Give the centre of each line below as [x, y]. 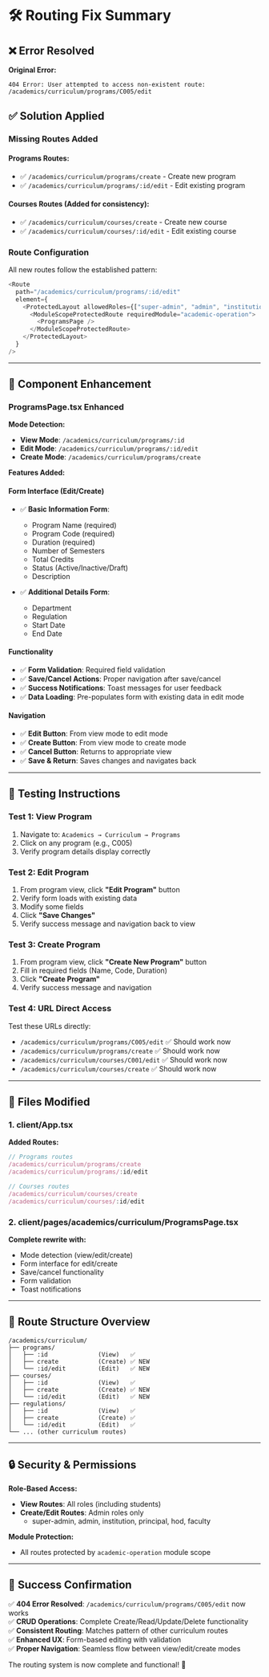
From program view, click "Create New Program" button [113, 962]
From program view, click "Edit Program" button [100, 890]
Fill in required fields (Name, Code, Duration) [94, 971]
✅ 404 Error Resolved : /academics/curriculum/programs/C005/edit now [127, 1604]
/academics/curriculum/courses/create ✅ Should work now [118, 1068]
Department [52, 608]
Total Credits [53, 559]
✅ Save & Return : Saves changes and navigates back [108, 761]
